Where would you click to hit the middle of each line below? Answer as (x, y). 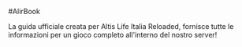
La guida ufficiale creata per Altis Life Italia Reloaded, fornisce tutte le (121, 26)
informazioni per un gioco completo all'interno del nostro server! (113, 35)
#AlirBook (24, 11)
